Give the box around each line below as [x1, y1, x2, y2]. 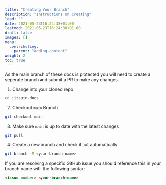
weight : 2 [5, 53, 26, 58]
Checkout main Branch [12, 105, 58, 111]
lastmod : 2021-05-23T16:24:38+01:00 [5, 26, 81, 31]
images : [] [5, 35, 28, 40]
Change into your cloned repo [12, 86, 73, 92]
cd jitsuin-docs [5, 96, 39, 101]
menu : [5, 40, 16, 45]
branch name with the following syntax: [5, 165, 85, 171]
